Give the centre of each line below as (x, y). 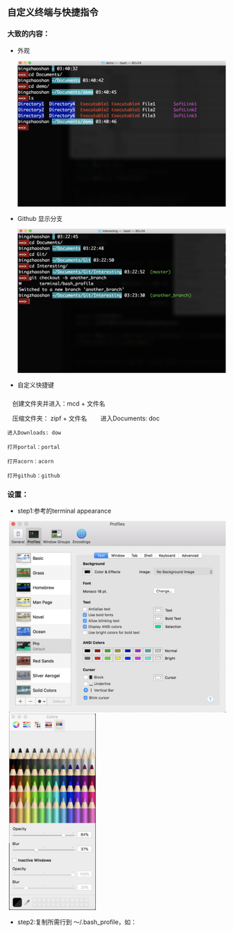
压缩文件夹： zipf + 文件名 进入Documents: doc (86, 418)
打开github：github (34, 476)
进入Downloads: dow (34, 433)
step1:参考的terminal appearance (64, 511)
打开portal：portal (34, 447)
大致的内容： (29, 34)
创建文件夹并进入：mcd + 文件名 (59, 403)
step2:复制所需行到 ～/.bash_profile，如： (77, 922)
